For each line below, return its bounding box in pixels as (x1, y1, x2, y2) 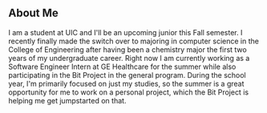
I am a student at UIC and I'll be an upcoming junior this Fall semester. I (8, 27, 243, 37)
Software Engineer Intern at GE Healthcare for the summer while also (8, 62, 237, 71)
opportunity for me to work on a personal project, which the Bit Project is (8, 87, 249, 97)
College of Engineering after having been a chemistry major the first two (8, 44, 247, 54)
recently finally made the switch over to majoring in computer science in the (8, 36, 259, 46)
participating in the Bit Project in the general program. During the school (8, 70, 246, 79)
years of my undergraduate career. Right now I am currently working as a (8, 53, 250, 63)
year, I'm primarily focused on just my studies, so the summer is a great (8, 79, 245, 88)
